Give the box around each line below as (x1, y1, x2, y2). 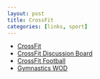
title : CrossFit (7, 17, 54, 24)
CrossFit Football (17, 57, 66, 65)
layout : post (7, 10, 45, 17)
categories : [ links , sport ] (7, 23, 88, 30)
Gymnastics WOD (17, 64, 68, 73)
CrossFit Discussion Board (17, 49, 93, 58)
